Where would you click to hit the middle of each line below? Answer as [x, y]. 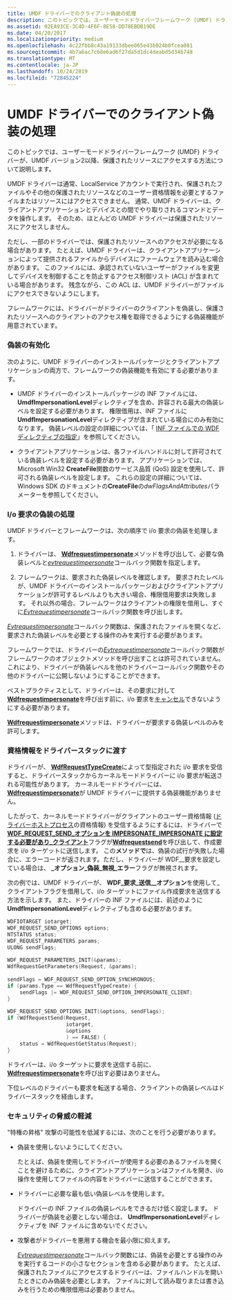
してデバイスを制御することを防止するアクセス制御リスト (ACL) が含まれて [113, 276]
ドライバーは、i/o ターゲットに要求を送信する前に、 [81, 1064]
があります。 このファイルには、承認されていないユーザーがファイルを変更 [113, 267]
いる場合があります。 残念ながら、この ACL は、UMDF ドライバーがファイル [116, 285]
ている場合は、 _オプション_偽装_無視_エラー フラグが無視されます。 [104, 868]
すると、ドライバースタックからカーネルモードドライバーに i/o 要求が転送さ [115, 775]
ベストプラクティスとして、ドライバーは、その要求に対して [91, 690]
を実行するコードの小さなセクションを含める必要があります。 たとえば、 [120, 1263]
